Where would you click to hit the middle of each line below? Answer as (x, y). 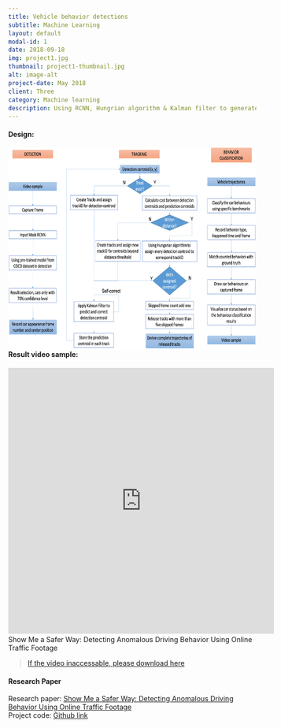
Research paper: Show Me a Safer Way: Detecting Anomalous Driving (121, 699)
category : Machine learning (54, 100)
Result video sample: (43, 355)
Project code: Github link (48, 715)
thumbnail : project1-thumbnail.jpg (67, 67)
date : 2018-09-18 (37, 50)
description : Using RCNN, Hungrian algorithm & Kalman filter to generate (133, 108)
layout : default (35, 33)
